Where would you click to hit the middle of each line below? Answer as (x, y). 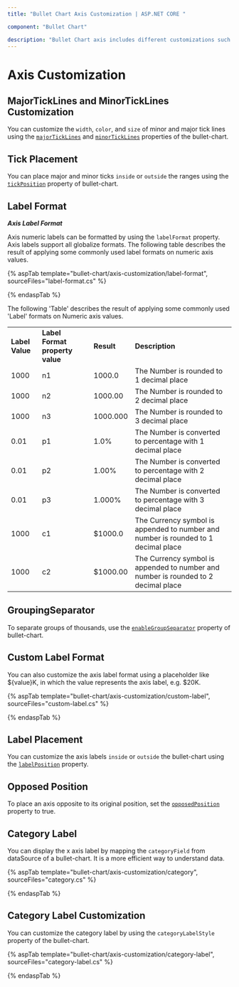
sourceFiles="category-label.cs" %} (60, 961)
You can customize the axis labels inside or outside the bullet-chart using (116, 757)
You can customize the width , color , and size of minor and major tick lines (116, 129)
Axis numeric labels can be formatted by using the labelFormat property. (114, 237)
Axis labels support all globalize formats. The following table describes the (117, 245)
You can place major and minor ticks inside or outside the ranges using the (118, 176)
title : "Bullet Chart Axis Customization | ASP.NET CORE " (97, 14)
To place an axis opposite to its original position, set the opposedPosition (114, 804)
